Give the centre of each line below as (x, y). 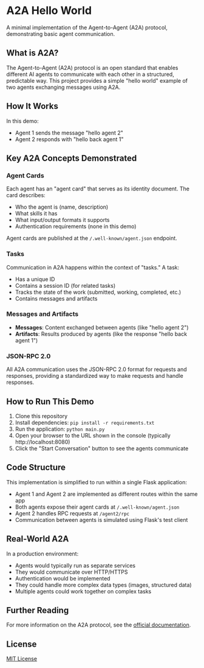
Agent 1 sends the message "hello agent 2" (69, 133)
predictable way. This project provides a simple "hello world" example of (97, 80)
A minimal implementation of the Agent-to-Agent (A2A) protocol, (87, 27)
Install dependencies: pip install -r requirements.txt (85, 422)
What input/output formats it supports (62, 220)
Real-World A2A (38, 539)
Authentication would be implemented (63, 578)
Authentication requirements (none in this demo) (76, 226)
